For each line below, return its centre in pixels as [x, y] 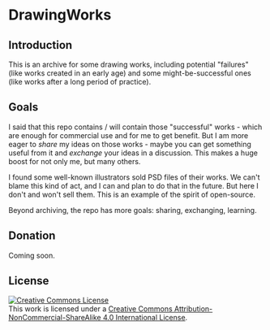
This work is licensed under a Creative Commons [90, 309]
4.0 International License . [145, 318]
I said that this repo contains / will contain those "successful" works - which [135, 127]
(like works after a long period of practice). [80, 82]
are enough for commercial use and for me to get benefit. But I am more [129, 135]
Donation [32, 236]
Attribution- [193, 309]
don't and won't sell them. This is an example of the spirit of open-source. [132, 194]
